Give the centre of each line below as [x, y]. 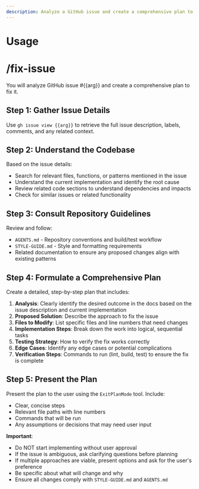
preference [29, 466]
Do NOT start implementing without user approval [76, 447]
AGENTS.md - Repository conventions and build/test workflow [88, 240]
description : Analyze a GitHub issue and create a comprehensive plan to [100, 12]
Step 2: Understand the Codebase [71, 150]
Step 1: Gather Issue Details [58, 110]
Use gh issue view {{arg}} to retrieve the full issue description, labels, [93, 125]
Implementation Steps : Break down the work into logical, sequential [99, 329]
